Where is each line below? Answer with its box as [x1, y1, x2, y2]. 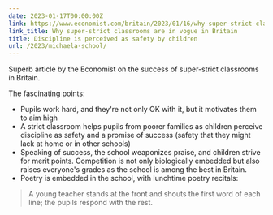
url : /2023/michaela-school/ [8, 42, 107, 50]
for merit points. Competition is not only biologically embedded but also [19, 156, 260, 166]
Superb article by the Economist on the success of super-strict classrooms [8, 64, 259, 74]
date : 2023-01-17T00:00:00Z [8, 11, 104, 20]
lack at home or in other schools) [19, 139, 132, 148]
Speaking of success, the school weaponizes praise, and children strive [19, 148, 262, 157]
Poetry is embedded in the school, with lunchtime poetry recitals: [19, 174, 239, 183]
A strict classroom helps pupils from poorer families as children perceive [19, 122, 263, 131]
